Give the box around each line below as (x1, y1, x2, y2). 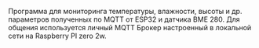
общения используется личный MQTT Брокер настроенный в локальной (8, 23, 252, 32)
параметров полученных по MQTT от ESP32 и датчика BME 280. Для (8, 15, 240, 24)
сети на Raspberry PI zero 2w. (8, 31, 108, 40)
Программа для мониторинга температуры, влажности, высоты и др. (8, 7, 243, 15)
